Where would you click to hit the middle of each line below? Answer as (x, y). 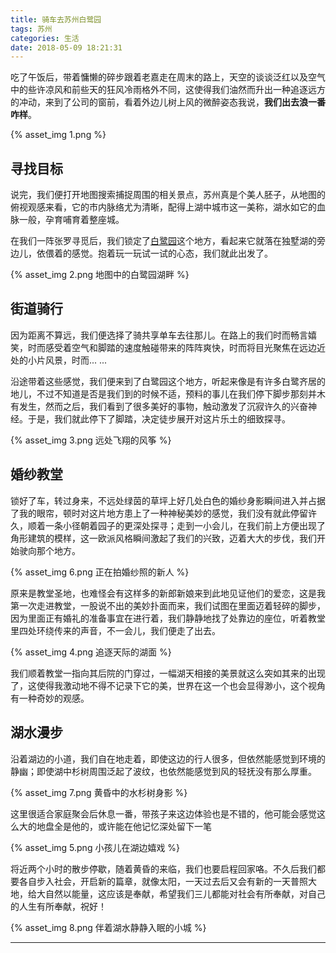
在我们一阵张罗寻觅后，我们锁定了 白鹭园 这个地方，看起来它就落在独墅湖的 (163, 241)
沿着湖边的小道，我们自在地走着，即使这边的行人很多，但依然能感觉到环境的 (168, 758)
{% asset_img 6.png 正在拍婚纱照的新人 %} (100, 572)
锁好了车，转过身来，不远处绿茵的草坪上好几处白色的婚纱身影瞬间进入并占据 (168, 500)
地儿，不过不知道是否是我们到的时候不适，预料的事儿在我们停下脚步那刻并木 (168, 393)
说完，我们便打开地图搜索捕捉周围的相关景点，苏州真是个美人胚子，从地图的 (168, 195)
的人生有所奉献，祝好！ (58, 906)
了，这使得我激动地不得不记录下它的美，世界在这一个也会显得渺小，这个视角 (168, 685)
